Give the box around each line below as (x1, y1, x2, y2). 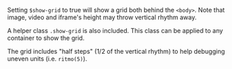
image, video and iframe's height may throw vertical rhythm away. (7, 13, 197, 21)
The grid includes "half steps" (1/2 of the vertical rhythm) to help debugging (7, 48, 225, 55)
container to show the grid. (7, 34, 85, 42)
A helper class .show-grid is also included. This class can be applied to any (7, 27, 224, 34)
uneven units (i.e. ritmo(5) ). (7, 55, 88, 63)
